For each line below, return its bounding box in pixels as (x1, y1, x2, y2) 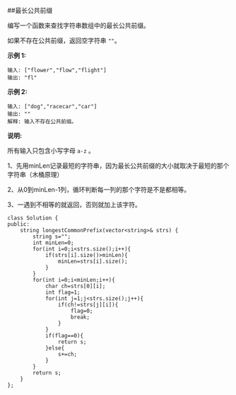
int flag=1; (45, 289, 81, 296)
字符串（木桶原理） (7, 171, 64, 178)
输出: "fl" (7, 74, 37, 81)
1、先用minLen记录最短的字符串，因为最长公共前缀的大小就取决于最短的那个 (7, 161, 230, 170)
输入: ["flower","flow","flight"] (7, 67, 107, 74)
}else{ (45, 345, 65, 352)
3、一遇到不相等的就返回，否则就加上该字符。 (7, 200, 141, 209)
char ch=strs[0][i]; (45, 282, 106, 290)
